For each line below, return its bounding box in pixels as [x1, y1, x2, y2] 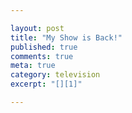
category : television [10, 70, 101, 80]
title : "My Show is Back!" [10, 32, 123, 43]
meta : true [10, 61, 56, 71]
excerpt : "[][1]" [10, 79, 83, 90]
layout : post [10, 23, 65, 33]
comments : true [10, 51, 74, 61]
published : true [10, 42, 78, 52]
